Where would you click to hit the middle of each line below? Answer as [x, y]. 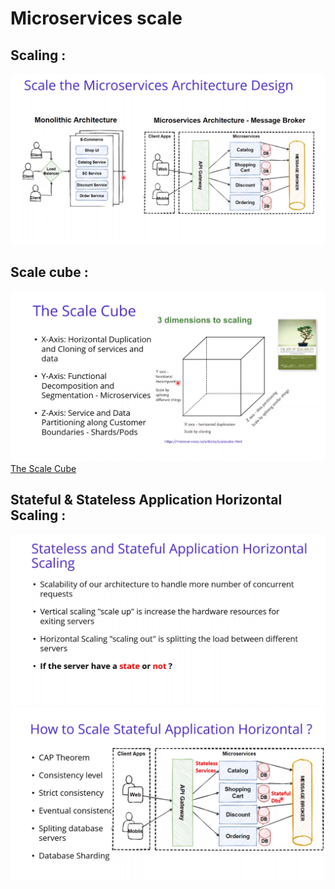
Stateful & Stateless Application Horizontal [146, 500]
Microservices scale [96, 18]
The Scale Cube [43, 468]
